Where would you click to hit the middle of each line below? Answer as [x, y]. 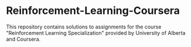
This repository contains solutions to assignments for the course [84, 27]
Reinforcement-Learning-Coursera [93, 11]
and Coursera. [23, 39]
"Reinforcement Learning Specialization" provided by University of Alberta [96, 32]
